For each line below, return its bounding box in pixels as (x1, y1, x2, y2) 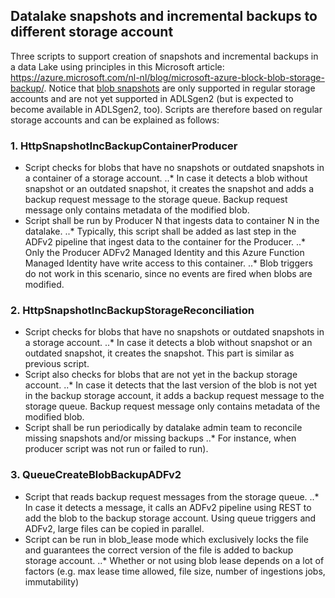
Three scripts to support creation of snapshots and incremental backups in (10, 50, 319, 62)
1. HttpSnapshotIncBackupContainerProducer (10, 139, 238, 153)
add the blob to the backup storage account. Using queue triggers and (24, 512, 317, 524)
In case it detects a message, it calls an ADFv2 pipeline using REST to (24, 501, 312, 513)
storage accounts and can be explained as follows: (10, 114, 220, 126)
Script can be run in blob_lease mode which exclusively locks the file (24, 533, 309, 545)
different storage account (10, 24, 174, 41)
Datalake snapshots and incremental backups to (10, 8, 318, 25)
